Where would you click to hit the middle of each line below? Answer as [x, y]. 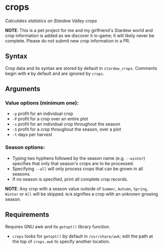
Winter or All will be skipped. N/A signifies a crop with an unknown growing [82, 194]
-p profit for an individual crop [43, 114]
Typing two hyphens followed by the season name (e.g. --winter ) [79, 158]
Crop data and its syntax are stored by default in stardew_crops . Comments [81, 68]
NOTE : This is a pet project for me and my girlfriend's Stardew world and [79, 30]
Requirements [27, 215]
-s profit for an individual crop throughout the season [66, 124]
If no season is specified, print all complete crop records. [70, 179]
